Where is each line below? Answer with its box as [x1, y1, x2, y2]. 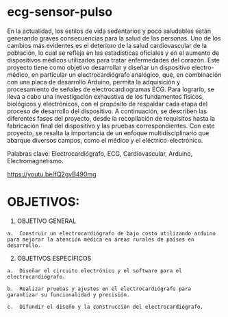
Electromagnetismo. [7, 156, 64, 165]
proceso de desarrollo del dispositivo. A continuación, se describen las [7, 107, 207, 115]
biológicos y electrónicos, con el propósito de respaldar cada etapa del [7, 99, 207, 108]
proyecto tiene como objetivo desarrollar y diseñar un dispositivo [7, 63, 190, 71]
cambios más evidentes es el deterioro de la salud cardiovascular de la [7, 41, 207, 49]
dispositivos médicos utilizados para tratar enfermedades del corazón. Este [7, 56, 220, 64]
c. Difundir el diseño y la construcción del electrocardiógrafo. [7, 303, 204, 310]
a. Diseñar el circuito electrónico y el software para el [7, 267, 183, 274]
